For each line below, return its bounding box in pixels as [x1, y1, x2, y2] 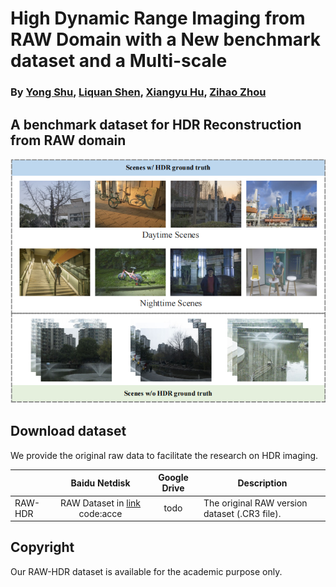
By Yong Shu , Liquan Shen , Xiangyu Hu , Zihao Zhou [10, 85, 267, 99]
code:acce [78, 507, 123, 519]
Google [158, 472, 189, 484]
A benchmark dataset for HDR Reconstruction [10, 116, 302, 133]
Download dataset [10, 423, 127, 440]
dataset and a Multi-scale [10, 50, 228, 72]
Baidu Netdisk [70, 477, 131, 489]
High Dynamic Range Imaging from [10, 7, 306, 30]
